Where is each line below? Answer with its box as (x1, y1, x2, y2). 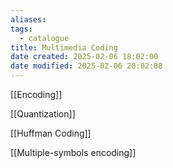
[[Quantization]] (10, 108, 76, 120)
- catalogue (19, 33, 70, 43)
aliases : (10, 14, 47, 25)
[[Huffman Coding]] (10, 127, 92, 139)
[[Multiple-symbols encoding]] (10, 147, 137, 158)
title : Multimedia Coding (10, 42, 118, 53)
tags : (10, 24, 33, 34)
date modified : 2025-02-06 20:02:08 (10, 61, 163, 71)
